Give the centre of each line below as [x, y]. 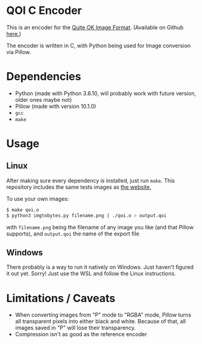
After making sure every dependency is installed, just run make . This [91, 180]
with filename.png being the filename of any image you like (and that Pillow [100, 227]
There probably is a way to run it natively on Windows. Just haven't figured [100, 267]
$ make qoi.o [23, 210]
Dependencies [44, 77]
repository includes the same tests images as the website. [79, 187]
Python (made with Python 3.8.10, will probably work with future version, [105, 93]
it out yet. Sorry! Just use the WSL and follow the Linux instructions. [91, 274]
